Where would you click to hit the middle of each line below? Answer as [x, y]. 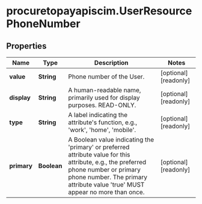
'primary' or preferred [99, 147]
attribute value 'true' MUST [106, 184]
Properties [26, 46]
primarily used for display [104, 97]
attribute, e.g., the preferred [107, 162]
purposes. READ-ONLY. [102, 105]
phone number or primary [105, 169]
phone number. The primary [108, 177]
